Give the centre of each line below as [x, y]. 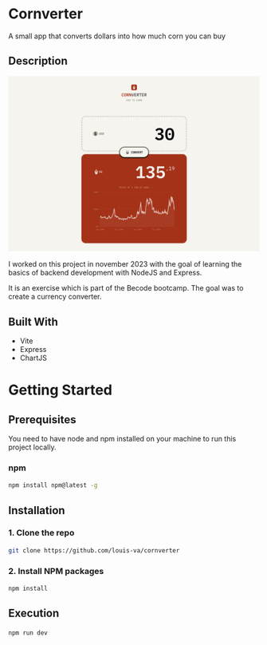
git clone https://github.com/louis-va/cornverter [94, 550]
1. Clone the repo [41, 533]
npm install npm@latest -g [53, 485]
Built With [33, 321]
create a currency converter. [55, 297]
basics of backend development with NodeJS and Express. [105, 273]
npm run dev [28, 633]
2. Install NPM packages [56, 571]
